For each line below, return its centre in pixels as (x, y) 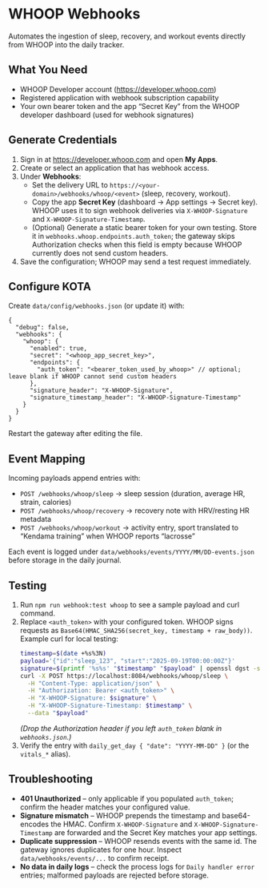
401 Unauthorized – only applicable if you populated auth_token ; (127, 798)
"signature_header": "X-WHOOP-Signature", (101, 391)
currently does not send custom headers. (100, 252)
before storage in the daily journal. (65, 560)
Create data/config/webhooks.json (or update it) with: (97, 306)
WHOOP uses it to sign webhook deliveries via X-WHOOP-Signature (140, 210)
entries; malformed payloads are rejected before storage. (114, 875)
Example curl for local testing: (69, 639)
